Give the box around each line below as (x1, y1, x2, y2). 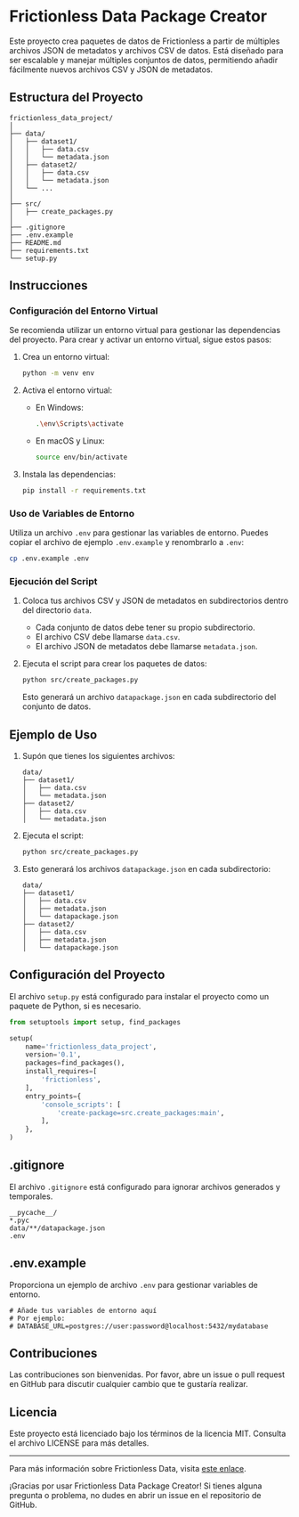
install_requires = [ (25, 1067, 98, 1076)
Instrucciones (9, 278, 88, 293)
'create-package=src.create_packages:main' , (56, 1108, 225, 1117)
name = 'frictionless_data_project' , (25, 1042, 158, 1051)
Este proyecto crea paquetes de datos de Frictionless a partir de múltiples (9, 36, 280, 46)
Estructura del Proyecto (9, 90, 144, 105)
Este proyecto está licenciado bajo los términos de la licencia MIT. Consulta (9, 1428, 287, 1440)
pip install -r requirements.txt (21, 486, 147, 495)
